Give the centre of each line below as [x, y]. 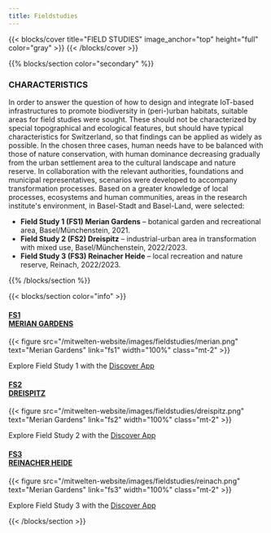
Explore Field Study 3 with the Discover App [82, 505]
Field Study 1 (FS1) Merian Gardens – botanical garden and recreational [140, 221]
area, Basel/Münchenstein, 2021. [75, 230]
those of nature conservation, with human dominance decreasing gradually [134, 154]
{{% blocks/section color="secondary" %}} [81, 63]
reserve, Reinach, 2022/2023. [70, 264]
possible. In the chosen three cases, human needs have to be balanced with [136, 145]
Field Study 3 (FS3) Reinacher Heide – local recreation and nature [131, 256]
